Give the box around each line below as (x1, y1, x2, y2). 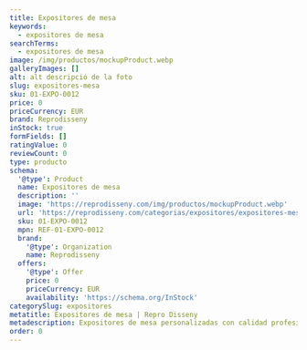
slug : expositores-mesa (9, 81, 101, 90)
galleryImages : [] (9, 65, 79, 74)
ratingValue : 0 (9, 140, 68, 149)
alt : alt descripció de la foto (9, 73, 132, 82)
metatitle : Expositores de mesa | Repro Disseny (9, 310, 198, 319)
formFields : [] (9, 132, 68, 141)
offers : (17, 259, 48, 269)
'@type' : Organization (26, 242, 112, 252)
